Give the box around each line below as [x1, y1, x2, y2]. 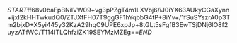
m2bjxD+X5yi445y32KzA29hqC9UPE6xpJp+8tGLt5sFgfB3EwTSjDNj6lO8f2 [7, 21, 229, 28]
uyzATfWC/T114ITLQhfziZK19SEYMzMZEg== [7, 28, 139, 36]
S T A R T [7, 6, 28, 14]
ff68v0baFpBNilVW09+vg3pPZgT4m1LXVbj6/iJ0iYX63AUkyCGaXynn [27, 6, 230, 14]
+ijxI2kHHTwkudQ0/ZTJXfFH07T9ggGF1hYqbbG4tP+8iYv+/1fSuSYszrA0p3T [7, 13, 231, 21]
